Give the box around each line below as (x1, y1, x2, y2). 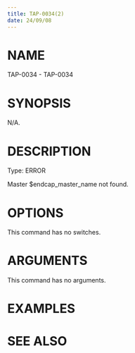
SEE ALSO (7, 333, 67, 349)
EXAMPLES (7, 301, 75, 317)
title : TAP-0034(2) (7, 10, 65, 18)
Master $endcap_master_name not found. (7, 180, 129, 189)
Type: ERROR (7, 166, 46, 175)
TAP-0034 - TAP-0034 (7, 70, 74, 79)
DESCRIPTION (7, 143, 91, 159)
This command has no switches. (7, 228, 101, 237)
